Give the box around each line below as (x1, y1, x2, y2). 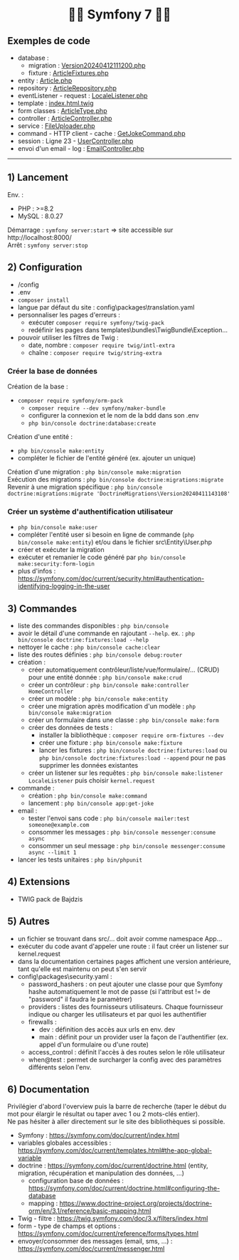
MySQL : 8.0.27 (17, 211, 63, 220)
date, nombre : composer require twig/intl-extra (28, 341, 176, 349)
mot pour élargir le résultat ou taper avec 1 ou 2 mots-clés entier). (7, 1110, 201, 1118)
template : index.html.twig (17, 99, 94, 107)
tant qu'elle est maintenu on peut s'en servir (17, 964, 147, 973)
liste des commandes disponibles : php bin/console (17, 622, 169, 630)
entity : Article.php (17, 76, 73, 85)
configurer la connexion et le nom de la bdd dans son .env (28, 411, 199, 419)
